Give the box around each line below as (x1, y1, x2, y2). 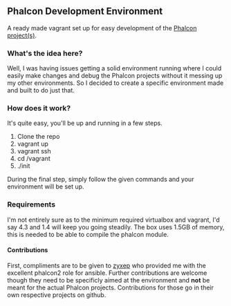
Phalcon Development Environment (7, 6, 163, 17)
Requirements (7, 200, 56, 209)
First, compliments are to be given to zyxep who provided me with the (7, 261, 206, 269)
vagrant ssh (17, 147, 52, 155)
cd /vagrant (17, 155, 50, 163)
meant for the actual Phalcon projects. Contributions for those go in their (7, 283, 214, 291)
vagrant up (17, 140, 48, 148)
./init (17, 162, 30, 170)
